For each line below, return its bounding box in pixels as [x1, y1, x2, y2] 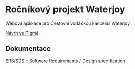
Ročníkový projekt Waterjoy [5, 4, 125, 15]
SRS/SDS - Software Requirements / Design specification [5, 58, 126, 64]
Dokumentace [5, 44, 51, 53]
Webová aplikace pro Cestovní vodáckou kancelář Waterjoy [5, 20, 130, 26]
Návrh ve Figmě [5, 30, 39, 36]
